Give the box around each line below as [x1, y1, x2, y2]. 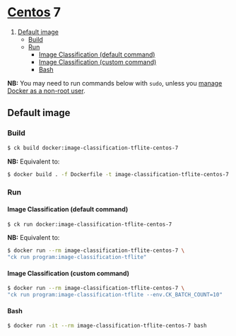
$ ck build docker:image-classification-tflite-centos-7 [7, 144, 179, 151]
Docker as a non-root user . [7, 86, 86, 95]
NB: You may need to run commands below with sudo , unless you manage [7, 79, 223, 87]
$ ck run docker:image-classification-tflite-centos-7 [7, 221, 172, 228]
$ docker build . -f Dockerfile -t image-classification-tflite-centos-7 [7, 170, 230, 178]
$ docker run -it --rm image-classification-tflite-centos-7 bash [7, 323, 207, 330]
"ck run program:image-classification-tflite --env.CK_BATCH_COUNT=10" [7, 291, 223, 299]
